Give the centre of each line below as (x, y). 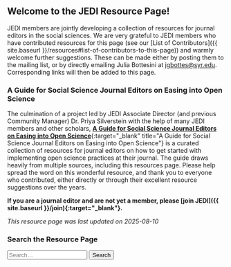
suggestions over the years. (47, 187)
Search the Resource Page (53, 239)
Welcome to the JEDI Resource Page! (89, 11)
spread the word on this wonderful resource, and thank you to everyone (110, 173)
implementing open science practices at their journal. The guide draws (108, 158)
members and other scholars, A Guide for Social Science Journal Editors (112, 129)
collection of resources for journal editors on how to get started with (104, 151)
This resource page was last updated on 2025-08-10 (83, 221)
